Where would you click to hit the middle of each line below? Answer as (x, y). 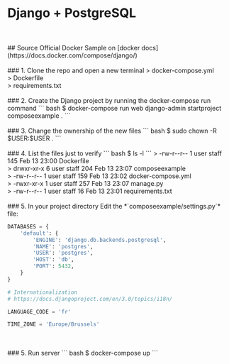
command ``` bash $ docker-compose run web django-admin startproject (114, 108)
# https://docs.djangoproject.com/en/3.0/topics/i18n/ (90, 299)
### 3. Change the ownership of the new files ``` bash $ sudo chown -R (112, 131)
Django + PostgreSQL (72, 13)
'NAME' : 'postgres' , (63, 246)
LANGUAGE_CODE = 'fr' (39, 311)
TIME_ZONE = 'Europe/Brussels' (54, 324)
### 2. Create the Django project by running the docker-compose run (109, 100)
